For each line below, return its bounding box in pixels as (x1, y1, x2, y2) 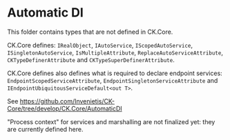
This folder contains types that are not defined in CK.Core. (7, 28, 173, 36)
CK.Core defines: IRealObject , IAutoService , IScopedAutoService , (7, 41, 193, 49)
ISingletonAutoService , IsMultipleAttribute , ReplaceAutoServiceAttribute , (7, 48, 223, 57)
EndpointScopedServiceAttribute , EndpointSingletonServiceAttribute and (7, 76, 218, 84)
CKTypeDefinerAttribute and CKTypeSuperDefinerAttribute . (7, 55, 175, 63)
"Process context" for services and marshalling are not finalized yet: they (7, 117, 215, 126)
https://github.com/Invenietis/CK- (19, 97, 115, 105)
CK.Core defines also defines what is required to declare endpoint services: (7, 69, 222, 77)
